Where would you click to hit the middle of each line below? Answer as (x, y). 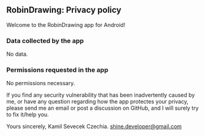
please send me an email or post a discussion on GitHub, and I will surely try (102, 108)
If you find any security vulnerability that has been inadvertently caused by (101, 95)
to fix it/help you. (28, 115)
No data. (17, 54)
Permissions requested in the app (57, 70)
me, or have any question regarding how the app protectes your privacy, (97, 102)
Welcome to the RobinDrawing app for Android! (66, 25)
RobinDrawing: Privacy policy (64, 10)
